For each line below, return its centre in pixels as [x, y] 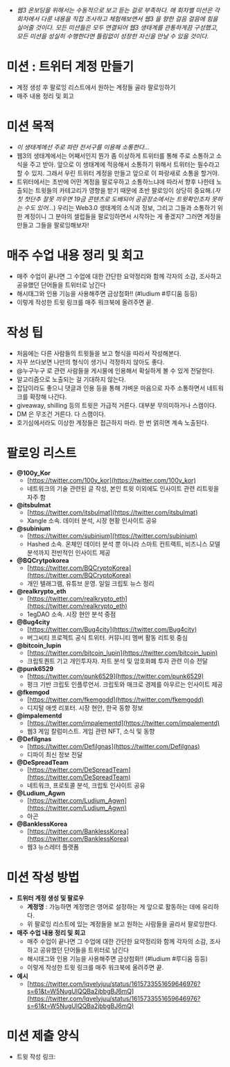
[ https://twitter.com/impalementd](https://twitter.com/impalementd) [123, 722]
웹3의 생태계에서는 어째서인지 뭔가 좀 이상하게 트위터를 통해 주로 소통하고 [116, 155]
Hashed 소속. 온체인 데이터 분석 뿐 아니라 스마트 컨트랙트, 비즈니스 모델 [124, 544]
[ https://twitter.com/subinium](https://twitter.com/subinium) [112, 535]
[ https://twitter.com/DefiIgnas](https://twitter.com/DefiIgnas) [113, 746]
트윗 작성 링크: [36, 1057]
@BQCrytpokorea [43, 560]
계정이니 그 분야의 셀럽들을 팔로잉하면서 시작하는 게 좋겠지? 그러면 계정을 [123, 216]
